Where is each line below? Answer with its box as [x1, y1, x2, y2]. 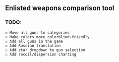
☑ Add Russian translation [5, 43, 61, 48]
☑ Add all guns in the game [5, 39, 63, 44]
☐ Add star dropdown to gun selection [5, 47, 85, 53]
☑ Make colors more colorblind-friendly [5, 34, 90, 39]
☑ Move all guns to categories [5, 30, 70, 35]
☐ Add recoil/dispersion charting [5, 52, 77, 57]
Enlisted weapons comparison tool [5, 4, 115, 12]
